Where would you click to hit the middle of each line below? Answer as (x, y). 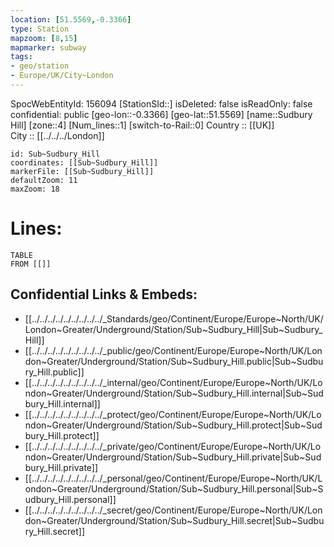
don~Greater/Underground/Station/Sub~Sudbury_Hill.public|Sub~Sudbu (174, 361)
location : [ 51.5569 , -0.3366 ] (71, 19)
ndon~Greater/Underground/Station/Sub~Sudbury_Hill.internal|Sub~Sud (174, 393)
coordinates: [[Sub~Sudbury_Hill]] (84, 162)
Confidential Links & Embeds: (104, 294)
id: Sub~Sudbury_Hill (55, 154)
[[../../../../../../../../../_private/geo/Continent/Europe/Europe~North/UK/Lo (173, 446)
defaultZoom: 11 (44, 180)
